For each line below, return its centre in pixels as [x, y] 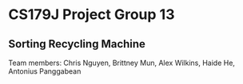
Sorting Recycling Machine [77, 44]
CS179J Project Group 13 [92, 15]
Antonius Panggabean [45, 71]
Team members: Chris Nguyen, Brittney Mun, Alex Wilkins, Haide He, [122, 63]
